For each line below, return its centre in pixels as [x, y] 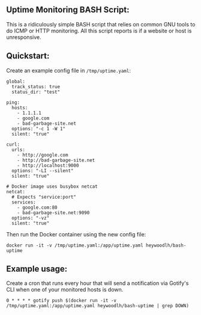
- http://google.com [43, 155]
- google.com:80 [37, 207]
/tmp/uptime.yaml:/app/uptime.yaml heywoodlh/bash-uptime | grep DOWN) [97, 306]
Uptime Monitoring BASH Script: [68, 10]
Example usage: [37, 269]
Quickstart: [28, 56]
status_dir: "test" [36, 92]
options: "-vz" [31, 218]
